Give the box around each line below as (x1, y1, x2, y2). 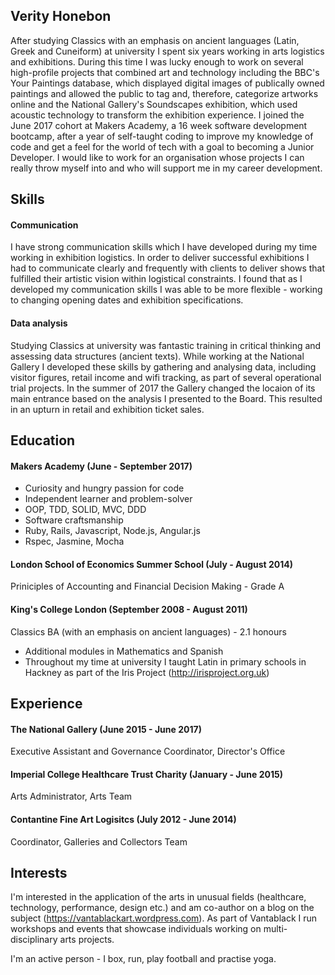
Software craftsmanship (24, 514, 124, 526)
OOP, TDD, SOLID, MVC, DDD (24, 504, 147, 516)
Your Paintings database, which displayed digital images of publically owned (10, 77, 325, 89)
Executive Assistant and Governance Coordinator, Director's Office (10, 745, 286, 758)
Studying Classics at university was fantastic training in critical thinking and (10, 339, 322, 351)
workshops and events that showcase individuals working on (10, 923, 262, 935)
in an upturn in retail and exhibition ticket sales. (10, 403, 205, 415)
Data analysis (10, 317, 68, 329)
